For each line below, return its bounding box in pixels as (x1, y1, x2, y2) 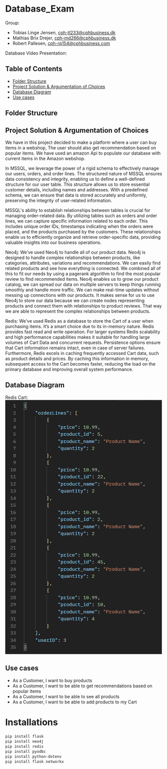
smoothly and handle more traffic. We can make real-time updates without (5, 286, 159, 293)
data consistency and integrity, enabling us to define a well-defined (5, 176, 145, 182)
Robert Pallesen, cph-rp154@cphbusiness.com (12, 40, 111, 46)
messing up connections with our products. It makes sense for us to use (5, 292, 155, 298)
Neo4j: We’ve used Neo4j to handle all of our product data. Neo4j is (5, 249, 146, 255)
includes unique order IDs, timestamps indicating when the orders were (5, 223, 153, 229)
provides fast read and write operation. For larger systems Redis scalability (5, 329, 160, 335)
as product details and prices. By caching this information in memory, (5, 355, 149, 362)
